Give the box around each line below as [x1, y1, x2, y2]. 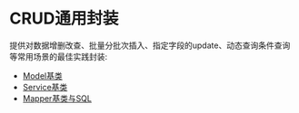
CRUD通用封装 [9, 8, 119, 29]
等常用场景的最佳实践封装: [9, 51, 108, 61]
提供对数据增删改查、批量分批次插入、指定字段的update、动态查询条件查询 [9, 40, 291, 51]
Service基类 [22, 81, 68, 92]
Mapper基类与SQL [22, 92, 93, 104]
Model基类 [22, 70, 63, 81]
